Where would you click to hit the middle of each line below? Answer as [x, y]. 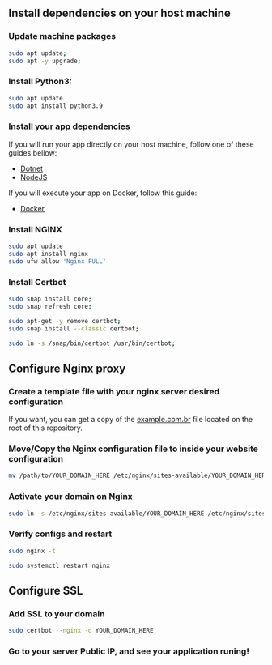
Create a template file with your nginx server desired [114, 391]
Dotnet [31, 168]
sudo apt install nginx [49, 254]
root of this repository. [45, 428]
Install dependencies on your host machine [119, 13]
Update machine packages [62, 36]
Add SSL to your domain [57, 613]
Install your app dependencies [70, 126]
